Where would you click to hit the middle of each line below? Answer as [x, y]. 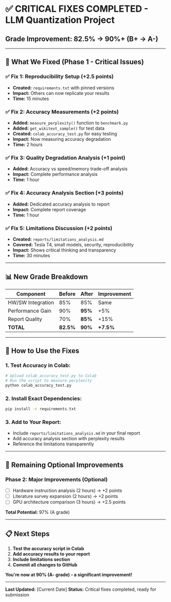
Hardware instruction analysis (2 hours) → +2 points [67, 491]
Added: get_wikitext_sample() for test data [59, 128]
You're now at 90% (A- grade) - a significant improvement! [69, 575]
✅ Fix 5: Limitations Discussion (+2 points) [59, 228]
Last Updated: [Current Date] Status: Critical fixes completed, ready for [81, 589]
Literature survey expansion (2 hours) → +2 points [65, 496]
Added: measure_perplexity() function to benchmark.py [70, 122]
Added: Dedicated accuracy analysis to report [61, 204]
